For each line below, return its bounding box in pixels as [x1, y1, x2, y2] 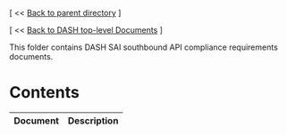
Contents [9, 83, 80, 103]
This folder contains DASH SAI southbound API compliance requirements [9, 42, 279, 52]
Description [67, 115, 119, 127]
